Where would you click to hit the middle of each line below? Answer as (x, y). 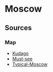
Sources (18, 28)
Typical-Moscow (30, 64)
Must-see (22, 59)
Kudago (20, 53)
